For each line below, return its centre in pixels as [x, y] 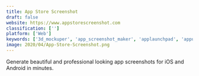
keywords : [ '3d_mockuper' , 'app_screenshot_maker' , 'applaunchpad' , [92, 39]
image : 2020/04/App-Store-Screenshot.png [58, 45]
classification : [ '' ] [33, 28]
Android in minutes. [30, 68]
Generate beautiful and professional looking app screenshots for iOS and [95, 61]
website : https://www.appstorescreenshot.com [63, 23]
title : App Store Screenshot [42, 12]
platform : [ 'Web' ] [29, 34]
